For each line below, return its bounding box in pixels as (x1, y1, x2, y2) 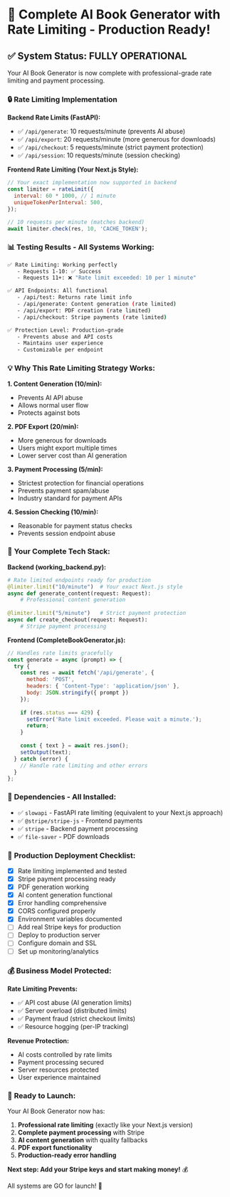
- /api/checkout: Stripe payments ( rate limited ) (16, 313, 167, 321)
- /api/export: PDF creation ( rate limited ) (16, 307, 152, 314)
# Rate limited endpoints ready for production (7, 576, 152, 584)
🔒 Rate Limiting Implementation (7, 94, 117, 104)
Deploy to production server (17, 931, 101, 939)
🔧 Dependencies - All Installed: (7, 792, 116, 802)
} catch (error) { (14, 755, 69, 762)
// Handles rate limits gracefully (7, 649, 113, 657)
